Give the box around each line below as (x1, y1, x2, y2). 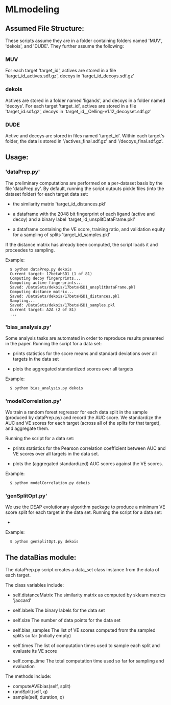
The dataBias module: (5, 553, 77, 562)
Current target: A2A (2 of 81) (10, 307, 77, 312)
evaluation (12, 663, 35, 670)
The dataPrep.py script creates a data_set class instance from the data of (5, 567, 160, 573)
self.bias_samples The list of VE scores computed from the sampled (12, 627, 156, 633)
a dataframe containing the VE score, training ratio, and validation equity (12, 226, 165, 232)
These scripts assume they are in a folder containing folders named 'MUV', (5, 37, 163, 44)
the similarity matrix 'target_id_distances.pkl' (12, 201, 107, 207)
